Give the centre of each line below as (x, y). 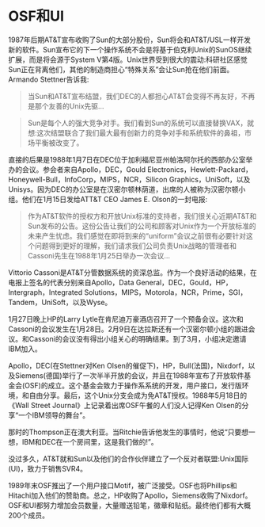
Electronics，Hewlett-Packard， (200, 169)
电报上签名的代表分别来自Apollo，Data (71, 282)
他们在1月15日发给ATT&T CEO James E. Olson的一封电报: (115, 199)
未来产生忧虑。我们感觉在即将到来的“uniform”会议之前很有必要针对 (137, 235)
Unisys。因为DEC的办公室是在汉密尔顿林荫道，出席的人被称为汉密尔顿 (123, 189)
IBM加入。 (25, 349)
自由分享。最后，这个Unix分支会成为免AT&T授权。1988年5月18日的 (138, 395)
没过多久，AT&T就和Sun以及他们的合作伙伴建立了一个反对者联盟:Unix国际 (129, 458)
